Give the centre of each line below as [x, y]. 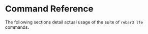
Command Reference [49, 9]
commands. [17, 27]
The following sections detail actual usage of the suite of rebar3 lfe [74, 22]
